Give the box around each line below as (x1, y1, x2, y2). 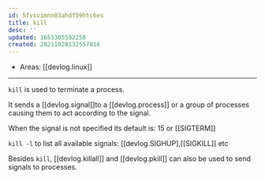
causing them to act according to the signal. (8, 108, 151, 118)
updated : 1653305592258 (8, 33, 87, 42)
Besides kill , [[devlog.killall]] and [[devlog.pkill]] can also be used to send (8, 154, 251, 163)
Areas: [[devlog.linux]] (19, 62, 93, 71)
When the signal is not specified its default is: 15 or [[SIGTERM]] (8, 123, 216, 133)
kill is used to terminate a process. (8, 85, 125, 94)
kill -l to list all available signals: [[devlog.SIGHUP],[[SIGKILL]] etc (8, 139, 229, 148)
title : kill (8, 19, 47, 27)
